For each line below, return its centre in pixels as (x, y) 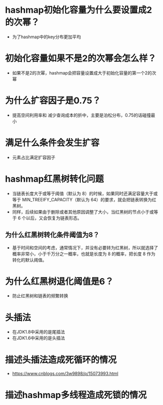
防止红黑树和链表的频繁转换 (40, 296)
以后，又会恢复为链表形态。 (54, 218)
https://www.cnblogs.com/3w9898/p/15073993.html (65, 374)
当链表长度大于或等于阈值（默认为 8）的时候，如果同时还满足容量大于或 (85, 193)
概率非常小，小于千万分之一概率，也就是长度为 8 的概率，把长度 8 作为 (84, 254)
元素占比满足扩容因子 (34, 157)
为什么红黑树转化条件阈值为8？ (52, 235)
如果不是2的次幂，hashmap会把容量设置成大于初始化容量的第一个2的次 (84, 73)
